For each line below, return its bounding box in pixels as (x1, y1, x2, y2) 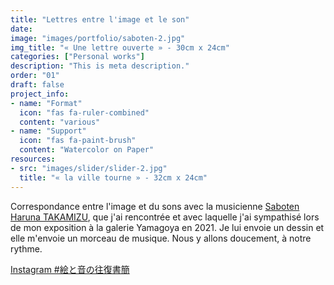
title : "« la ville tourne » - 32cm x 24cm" (19, 172, 208, 183)
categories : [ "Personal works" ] (10, 52, 145, 62)
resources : (10, 154, 56, 164)
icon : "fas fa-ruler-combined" (19, 107, 150, 118)
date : (10, 24, 33, 34)
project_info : (10, 89, 70, 99)
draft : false (10, 80, 65, 90)
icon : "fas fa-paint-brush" (19, 136, 137, 146)
